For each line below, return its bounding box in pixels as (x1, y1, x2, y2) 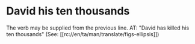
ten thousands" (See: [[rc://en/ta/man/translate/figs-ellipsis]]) (6, 30, 159, 37)
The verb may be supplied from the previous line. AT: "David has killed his (6, 24, 190, 31)
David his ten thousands (6, 4, 130, 18)
